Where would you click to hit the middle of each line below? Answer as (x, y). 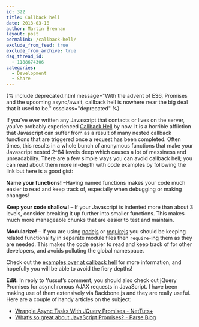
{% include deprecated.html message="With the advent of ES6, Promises (97, 96)
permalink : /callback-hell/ (41, 40)
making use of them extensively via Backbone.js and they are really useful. (98, 293)
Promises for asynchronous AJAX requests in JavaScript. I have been (92, 287)
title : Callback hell (33, 17)
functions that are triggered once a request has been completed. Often (94, 139)
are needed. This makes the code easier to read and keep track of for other (99, 244)
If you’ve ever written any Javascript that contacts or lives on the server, (96, 120)
